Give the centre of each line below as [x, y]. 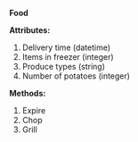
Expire [34, 110]
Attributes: [30, 30]
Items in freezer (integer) [68, 57]
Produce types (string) [63, 67]
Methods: [28, 93]
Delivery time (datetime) [66, 47]
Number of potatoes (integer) [76, 76]
